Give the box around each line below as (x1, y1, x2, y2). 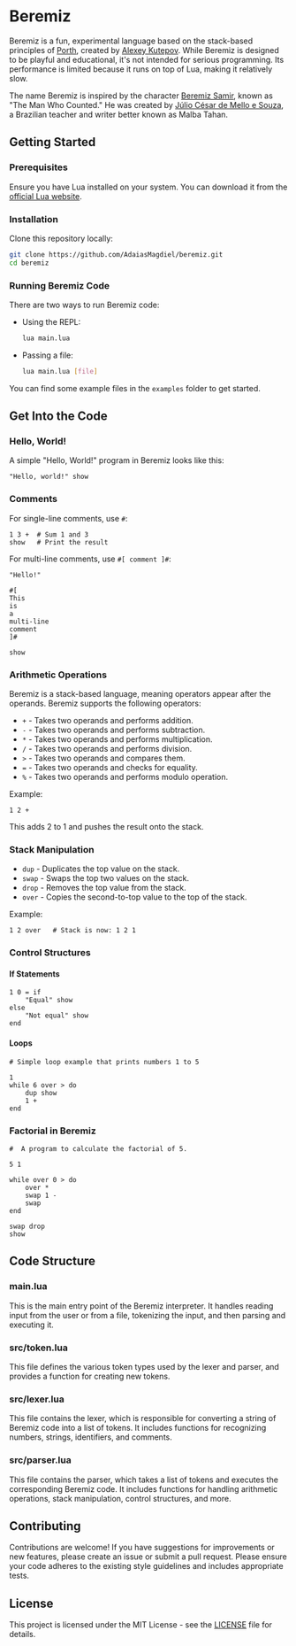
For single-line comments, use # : (9, 513, 128, 523)
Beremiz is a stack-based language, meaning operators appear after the (9, 689, 271, 699)
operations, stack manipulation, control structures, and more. (9, 1493, 231, 1503)
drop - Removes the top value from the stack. (21, 883, 187, 893)
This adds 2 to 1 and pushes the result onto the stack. (9, 822, 204, 831)
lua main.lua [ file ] (21, 367, 98, 375)
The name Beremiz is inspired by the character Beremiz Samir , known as (9, 90, 274, 101)
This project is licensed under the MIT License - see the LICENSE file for (9, 1619, 272, 1630)
